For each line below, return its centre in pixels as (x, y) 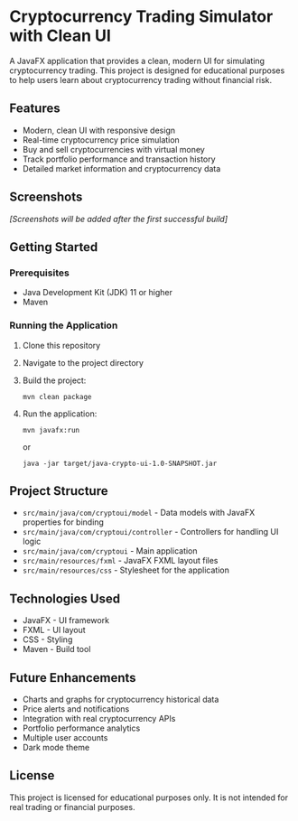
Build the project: (54, 380)
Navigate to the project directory (83, 362)
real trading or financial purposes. (72, 807)
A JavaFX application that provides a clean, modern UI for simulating (137, 61)
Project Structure (59, 491)
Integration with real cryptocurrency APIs (99, 718)
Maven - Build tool (56, 649)
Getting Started (54, 247)
